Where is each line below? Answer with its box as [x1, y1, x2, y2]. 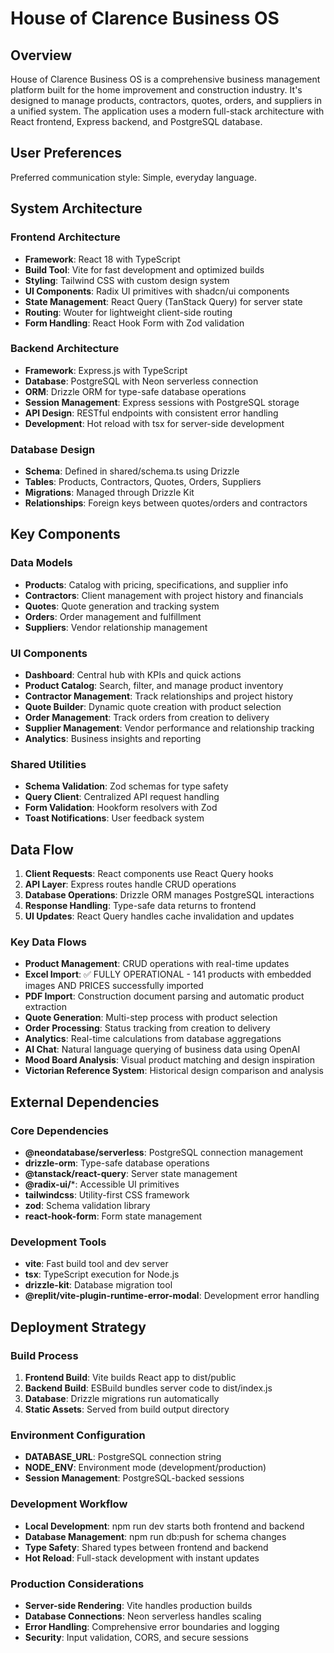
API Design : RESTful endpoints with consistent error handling [24, 407, 279, 419]
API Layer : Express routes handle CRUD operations [24, 878, 237, 891]
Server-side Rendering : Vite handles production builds [24, 1600, 253, 1612]
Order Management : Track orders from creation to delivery [24, 712, 270, 724]
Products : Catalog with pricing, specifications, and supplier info [24, 578, 289, 591]
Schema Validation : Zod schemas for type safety [24, 780, 229, 792]
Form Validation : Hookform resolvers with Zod [24, 802, 218, 814]
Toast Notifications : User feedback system [24, 812, 205, 824]
